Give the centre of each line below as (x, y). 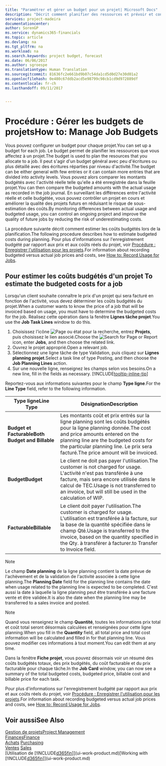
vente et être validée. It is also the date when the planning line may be (76, 597)
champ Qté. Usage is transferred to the (104, 531)
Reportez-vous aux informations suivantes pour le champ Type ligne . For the (83, 383)
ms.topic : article (24, 38)
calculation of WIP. (82, 498)
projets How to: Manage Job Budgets (82, 132)
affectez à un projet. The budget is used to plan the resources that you (76, 156)
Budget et (19, 428)
